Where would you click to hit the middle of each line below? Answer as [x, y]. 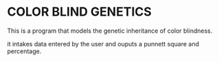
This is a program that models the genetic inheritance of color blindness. [110, 31]
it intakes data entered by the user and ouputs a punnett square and [103, 44]
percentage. [24, 51]
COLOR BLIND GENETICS [80, 12]
